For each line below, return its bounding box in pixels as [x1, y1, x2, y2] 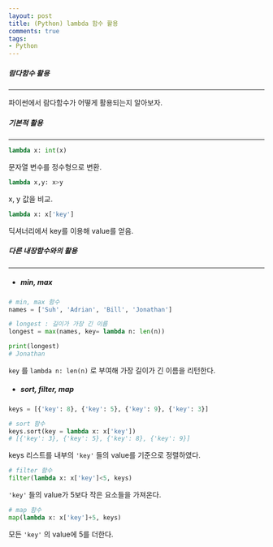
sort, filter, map [19, 385, 75, 394]
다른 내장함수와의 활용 [8, 246, 78, 256]
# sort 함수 [8, 420, 45, 428]
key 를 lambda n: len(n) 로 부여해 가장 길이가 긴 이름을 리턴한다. [8, 365, 216, 375]
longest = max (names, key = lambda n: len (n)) [8, 328, 165, 336]
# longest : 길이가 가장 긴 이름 [8, 320, 108, 329]
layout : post [8, 11, 53, 20]
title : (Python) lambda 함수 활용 [8, 19, 119, 28]
